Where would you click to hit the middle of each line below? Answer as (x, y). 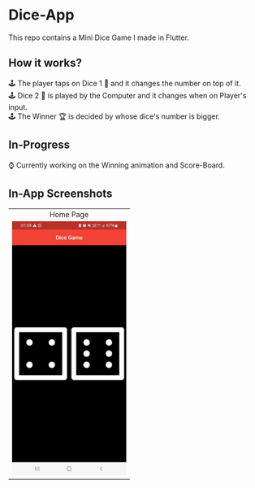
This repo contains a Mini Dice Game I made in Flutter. (99, 37)
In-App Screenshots (61, 193)
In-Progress (39, 145)
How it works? (45, 63)
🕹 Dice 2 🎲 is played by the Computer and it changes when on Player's (127, 95)
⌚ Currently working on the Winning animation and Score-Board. (117, 165)
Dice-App (41, 15)
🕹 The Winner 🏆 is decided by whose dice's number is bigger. (115, 116)
